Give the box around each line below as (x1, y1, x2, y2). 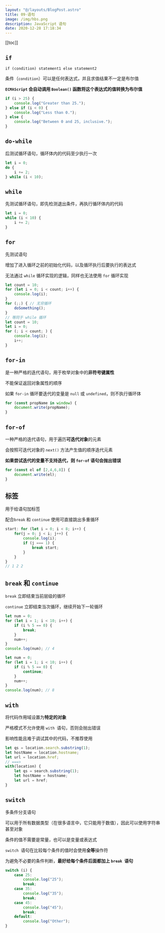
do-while (5, 138, 32, 145)
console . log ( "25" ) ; (23, 877, 64, 882)
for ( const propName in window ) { (5, 400, 77, 405)
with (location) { (5, 764, 41, 769)
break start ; (31, 545, 59, 550)
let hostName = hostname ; (14, 773, 68, 779)
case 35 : (14, 887, 32, 892)
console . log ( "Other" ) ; (23, 919, 70, 924)
